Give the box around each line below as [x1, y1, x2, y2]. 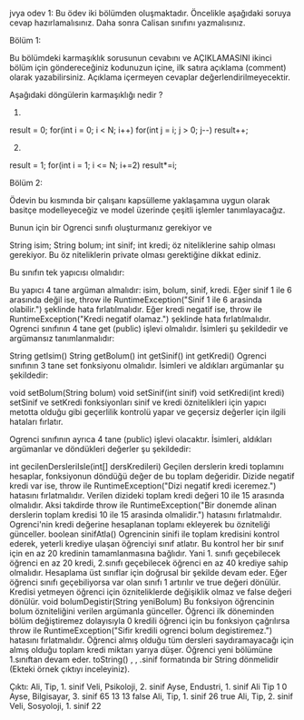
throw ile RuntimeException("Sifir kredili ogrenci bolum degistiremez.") [9, 626, 273, 636]
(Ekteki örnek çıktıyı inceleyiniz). [9, 664, 130, 675]
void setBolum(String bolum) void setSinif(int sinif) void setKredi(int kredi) [9, 388, 285, 398]
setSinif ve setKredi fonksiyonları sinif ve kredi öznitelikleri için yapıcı [9, 397, 267, 408]
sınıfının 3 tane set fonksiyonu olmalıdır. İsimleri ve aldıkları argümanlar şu [9, 360, 284, 370]
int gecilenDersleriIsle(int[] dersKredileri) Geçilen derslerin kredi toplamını [9, 461, 284, 471]
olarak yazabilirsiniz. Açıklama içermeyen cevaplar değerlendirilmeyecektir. [9, 72, 290, 83]
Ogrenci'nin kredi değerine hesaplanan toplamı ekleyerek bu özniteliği [9, 519, 270, 529]
